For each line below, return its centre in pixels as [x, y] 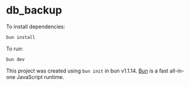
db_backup [34, 10]
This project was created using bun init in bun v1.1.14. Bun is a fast [87, 71]
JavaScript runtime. [41, 77]
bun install [21, 37]
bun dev [16, 59]
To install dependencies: [36, 27]
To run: [15, 48]
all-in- [177, 71]
